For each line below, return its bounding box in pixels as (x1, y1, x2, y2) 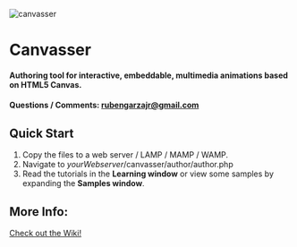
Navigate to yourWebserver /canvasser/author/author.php (21, 159, 234, 170)
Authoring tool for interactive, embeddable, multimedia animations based (9, 70, 289, 81)
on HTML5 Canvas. (9, 79, 82, 89)
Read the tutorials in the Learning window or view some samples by (21, 168, 275, 179)
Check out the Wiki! (9, 228, 82, 238)
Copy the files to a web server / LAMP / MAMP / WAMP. (21, 149, 229, 160)
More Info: (9, 204, 69, 219)
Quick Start (9, 125, 74, 141)
